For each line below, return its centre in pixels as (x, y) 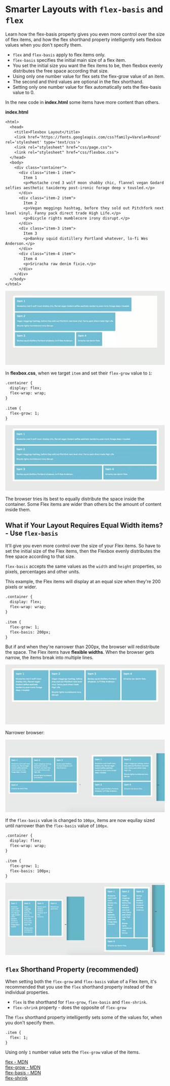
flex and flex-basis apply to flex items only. (59, 55)
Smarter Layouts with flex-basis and (84, 9)
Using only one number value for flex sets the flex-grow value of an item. (89, 76)
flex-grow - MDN (23, 1067)
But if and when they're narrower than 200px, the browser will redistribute (82, 647)
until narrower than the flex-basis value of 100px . (57, 826)
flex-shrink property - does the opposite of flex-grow (69, 1007)
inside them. (18, 509)
